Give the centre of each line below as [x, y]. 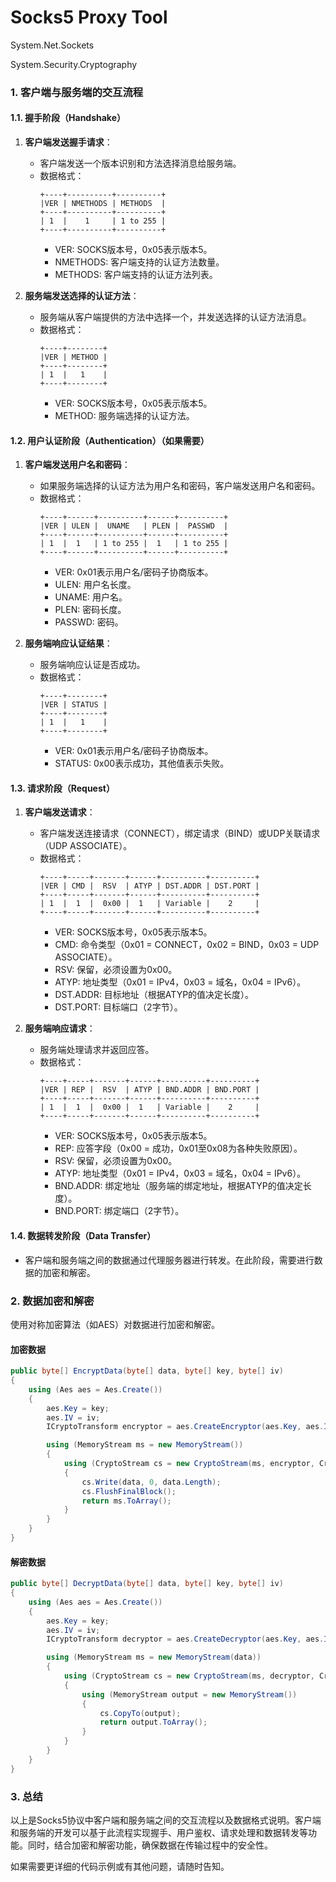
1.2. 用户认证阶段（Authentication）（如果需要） [110, 440]
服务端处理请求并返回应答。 [97, 1050]
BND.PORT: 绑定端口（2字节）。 [119, 1211]
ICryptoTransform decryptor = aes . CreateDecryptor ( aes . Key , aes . [185, 1639]
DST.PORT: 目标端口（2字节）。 [118, 1007]
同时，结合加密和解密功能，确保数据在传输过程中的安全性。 [150, 1845]
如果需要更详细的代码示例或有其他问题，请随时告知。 [120, 1866]
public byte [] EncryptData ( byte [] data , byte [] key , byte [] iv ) [147, 1371]
